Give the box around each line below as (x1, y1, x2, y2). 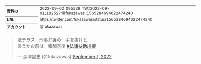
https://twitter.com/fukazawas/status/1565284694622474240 (39, 17, 153, 22)
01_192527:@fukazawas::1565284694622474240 (39, 10, 133, 16)
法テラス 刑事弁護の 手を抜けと (17, 37, 88, 43)
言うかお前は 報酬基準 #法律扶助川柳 (17, 43, 96, 49)
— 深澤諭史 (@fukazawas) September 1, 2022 (17, 54, 112, 59)
